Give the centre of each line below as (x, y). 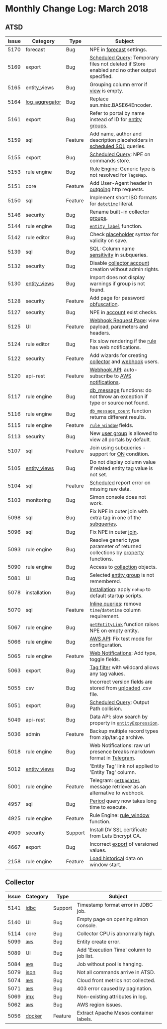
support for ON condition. (120, 454)
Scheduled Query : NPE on (120, 154)
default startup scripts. (116, 596)
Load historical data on (116, 858)
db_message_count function (121, 411)
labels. (84, 1019)
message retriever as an (118, 787)
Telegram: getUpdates (115, 780)
